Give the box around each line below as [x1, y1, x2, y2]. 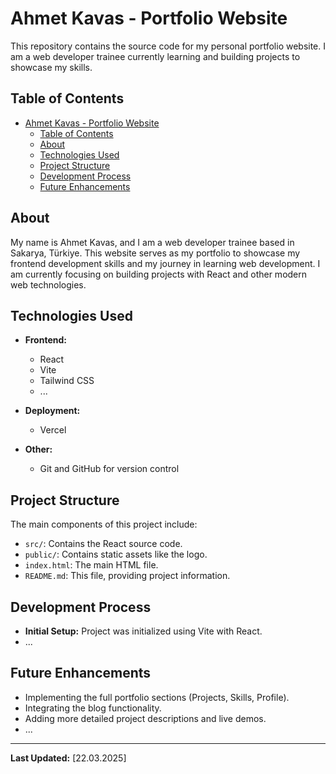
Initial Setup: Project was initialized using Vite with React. [24, 625, 263, 637]
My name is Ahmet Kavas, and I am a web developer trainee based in [10, 236, 295, 248]
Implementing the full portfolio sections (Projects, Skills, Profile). [24, 691, 290, 703]
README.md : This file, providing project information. [24, 570, 231, 582]
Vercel [39, 424, 67, 436]
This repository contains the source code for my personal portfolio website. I [10, 40, 327, 52]
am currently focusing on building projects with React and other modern [10, 268, 308, 280]
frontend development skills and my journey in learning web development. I [10, 257, 321, 269]
